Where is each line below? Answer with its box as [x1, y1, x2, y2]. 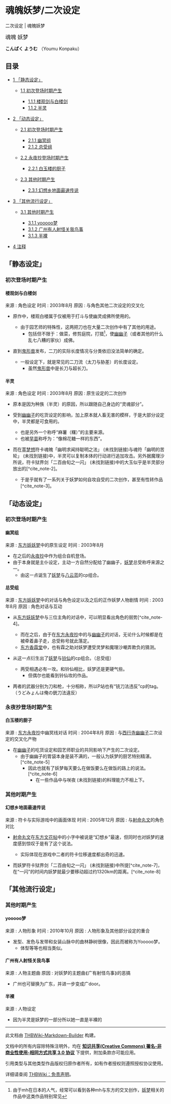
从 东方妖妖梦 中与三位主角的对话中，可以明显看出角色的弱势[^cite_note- [12, 614, 163, 620]
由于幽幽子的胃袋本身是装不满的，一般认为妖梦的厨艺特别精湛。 [20, 753, 154, 759]
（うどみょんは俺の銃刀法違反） [12, 689, 80, 695]
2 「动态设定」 [12, 116, 44, 122]
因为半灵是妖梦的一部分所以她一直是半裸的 [12, 1017, 102, 1023]
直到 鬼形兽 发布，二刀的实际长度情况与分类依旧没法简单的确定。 [12, 348, 147, 354]
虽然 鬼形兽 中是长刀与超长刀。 [27, 365, 91, 371]
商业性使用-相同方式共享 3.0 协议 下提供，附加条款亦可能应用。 [5, 1049, 138, 1056]
